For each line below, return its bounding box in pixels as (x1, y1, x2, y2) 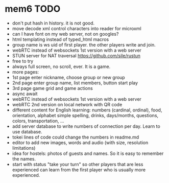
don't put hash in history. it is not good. (12, 20, 95, 26)
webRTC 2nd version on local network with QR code (12, 101, 123, 107)
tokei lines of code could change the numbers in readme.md (12, 134, 139, 140)
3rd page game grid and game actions (12, 85, 93, 91)
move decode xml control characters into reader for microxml (12, 25, 141, 31)
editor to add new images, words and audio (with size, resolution (12, 139, 149, 146)
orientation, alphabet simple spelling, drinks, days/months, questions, (12, 112, 159, 118)
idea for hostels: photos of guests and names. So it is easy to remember (12, 150, 164, 156)
